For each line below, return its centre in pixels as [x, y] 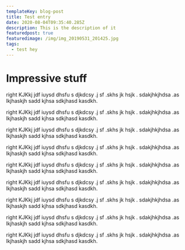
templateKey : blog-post [35, 11]
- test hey [25, 50]
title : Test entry [28, 17]
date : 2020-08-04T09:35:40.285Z [45, 22]
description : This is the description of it [61, 28]
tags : [13, 44]
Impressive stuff [47, 78]
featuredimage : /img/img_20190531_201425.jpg [62, 39]
